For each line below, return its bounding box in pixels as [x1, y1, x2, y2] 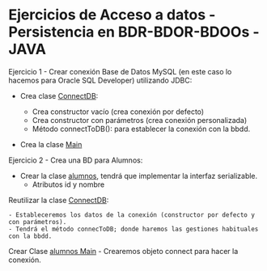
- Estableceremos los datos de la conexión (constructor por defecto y [8, 210, 255, 219]
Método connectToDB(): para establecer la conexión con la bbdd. [32, 124, 251, 133]
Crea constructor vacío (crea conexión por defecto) [32, 107, 205, 116]
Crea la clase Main [19, 139, 83, 149]
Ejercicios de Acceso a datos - [8, 6, 216, 24]
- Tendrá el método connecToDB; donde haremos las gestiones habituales [8, 225, 259, 233]
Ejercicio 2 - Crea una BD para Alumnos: [8, 155, 143, 165]
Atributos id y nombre [32, 180, 105, 189]
